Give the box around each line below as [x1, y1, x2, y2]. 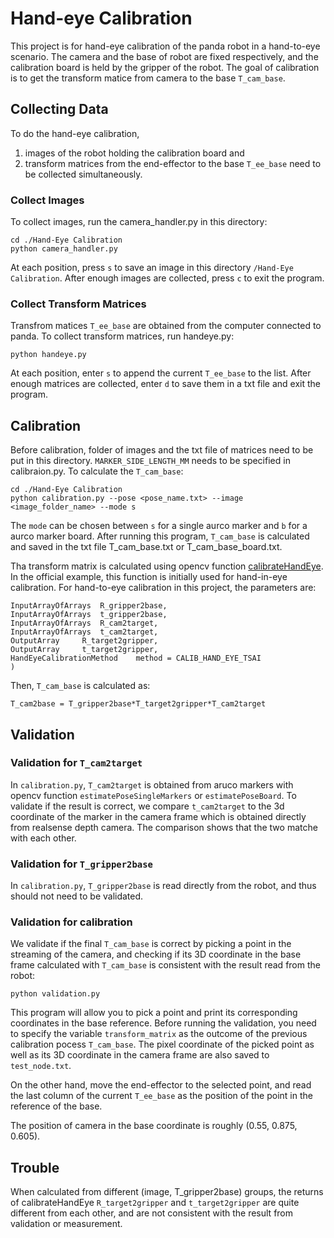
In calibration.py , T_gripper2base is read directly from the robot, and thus [10, 880, 317, 892]
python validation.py [10, 989, 101, 999]
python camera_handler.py [10, 244, 118, 254]
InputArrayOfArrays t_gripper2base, [10, 610, 168, 620]
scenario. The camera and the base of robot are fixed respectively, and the [10, 50, 319, 62]
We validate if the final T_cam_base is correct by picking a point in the [10, 938, 292, 950]
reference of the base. [10, 1100, 103, 1112]
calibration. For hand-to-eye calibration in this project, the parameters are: [10, 582, 317, 594]
